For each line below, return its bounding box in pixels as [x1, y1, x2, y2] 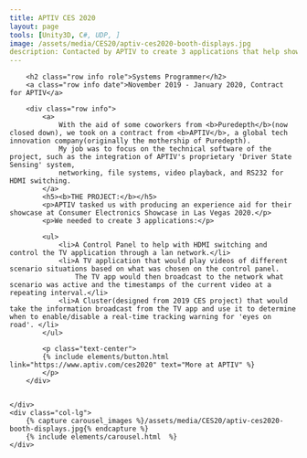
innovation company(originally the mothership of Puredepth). [9, 136, 251, 146]
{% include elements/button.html [42, 353, 170, 362]
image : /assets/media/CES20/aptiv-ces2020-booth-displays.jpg [9, 38, 251, 48]
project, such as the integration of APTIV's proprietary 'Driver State [9, 153, 292, 162]
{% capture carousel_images [26, 417, 132, 426]
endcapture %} [95, 424, 149, 434]
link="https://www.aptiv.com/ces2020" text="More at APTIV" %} [9, 360, 256, 370]
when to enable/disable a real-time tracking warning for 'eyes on [9, 313, 272, 322]
